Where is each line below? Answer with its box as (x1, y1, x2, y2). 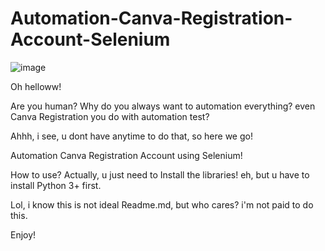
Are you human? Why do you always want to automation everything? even (10, 100, 316, 112)
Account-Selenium (10, 28, 171, 51)
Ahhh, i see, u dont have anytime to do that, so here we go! (10, 130, 253, 142)
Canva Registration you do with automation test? (10, 110, 210, 122)
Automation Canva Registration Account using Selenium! (10, 149, 243, 161)
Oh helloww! (10, 80, 62, 92)
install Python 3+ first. (10, 179, 102, 191)
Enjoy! (10, 228, 37, 241)
